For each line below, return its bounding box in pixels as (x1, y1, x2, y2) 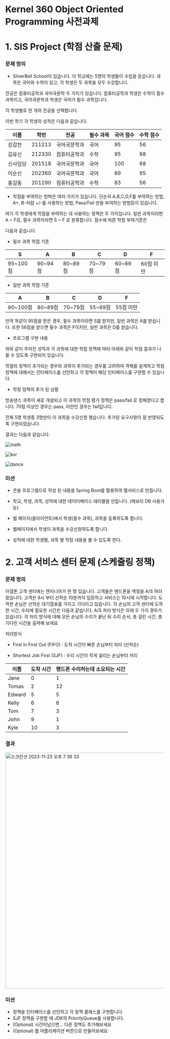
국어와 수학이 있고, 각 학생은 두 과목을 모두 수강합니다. (22, 79, 129, 85)
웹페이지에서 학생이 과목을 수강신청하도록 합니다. (12, 526, 109, 532)
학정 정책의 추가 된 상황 (12, 386, 59, 392)
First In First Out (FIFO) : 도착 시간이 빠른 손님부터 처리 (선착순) (12, 641, 139, 648)
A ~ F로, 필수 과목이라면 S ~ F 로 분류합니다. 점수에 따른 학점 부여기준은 (5, 217, 147, 223)
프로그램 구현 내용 (12, 335, 48, 341)
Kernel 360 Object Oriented (5, 4, 124, 15)
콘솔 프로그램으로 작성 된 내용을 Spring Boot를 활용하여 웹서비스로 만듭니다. (12, 487, 163, 493)
